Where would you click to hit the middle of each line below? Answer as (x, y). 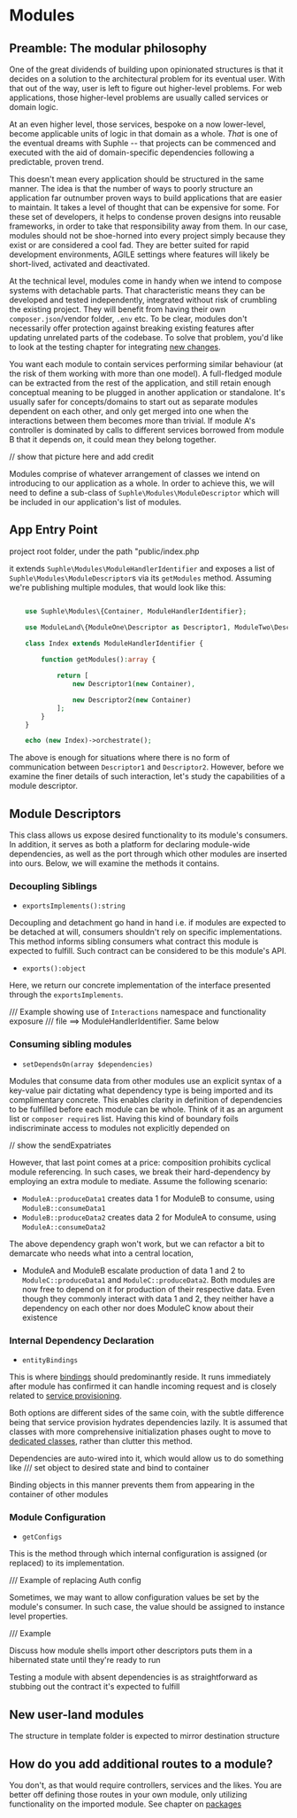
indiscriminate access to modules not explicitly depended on (119, 1127)
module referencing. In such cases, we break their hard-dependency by (140, 1172)
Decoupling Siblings (53, 886)
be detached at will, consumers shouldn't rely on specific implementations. (146, 932)
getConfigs (42, 1537)
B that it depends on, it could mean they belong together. (113, 439)
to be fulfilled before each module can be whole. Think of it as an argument (146, 1109)
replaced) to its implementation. (67, 1563)
